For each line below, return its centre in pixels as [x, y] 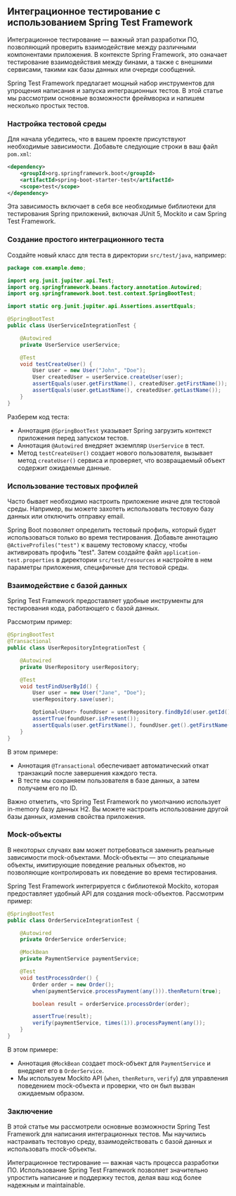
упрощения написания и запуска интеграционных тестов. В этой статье [115, 90]
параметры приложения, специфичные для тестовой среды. [98, 567]
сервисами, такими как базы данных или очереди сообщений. [101, 69]
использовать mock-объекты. [52, 1149]
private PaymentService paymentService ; [80, 959]
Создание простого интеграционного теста [86, 240]
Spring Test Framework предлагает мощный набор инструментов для [111, 83]
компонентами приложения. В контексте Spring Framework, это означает [117, 54]
